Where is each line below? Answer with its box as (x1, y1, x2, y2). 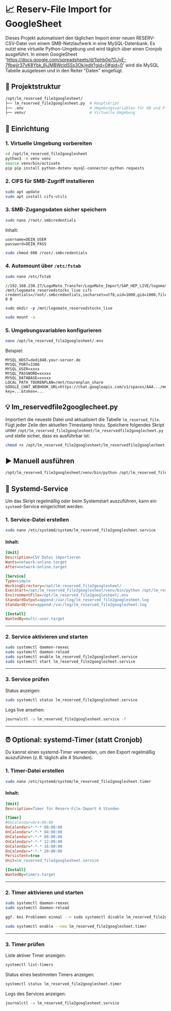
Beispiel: (5, 347, 23, 354)
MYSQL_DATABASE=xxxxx (5, 375, 51, 381)
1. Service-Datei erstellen (5, 516, 69, 523)
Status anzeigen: (5, 687, 41, 693)
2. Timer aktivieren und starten (5, 889, 84, 896)
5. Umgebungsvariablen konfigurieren (5, 326, 102, 334)
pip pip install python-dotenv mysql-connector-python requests (5, 165, 145, 171)
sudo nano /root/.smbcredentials (5, 217, 76, 223)
